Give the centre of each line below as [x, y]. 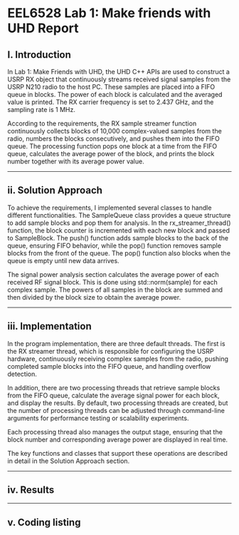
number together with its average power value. [76, 161]
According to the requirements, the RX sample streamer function [102, 123]
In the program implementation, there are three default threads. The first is [116, 343]
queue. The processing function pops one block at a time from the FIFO [112, 146]
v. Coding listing [44, 522]
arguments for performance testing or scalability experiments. [98, 418]
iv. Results [31, 490]
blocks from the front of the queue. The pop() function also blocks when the [119, 253]
